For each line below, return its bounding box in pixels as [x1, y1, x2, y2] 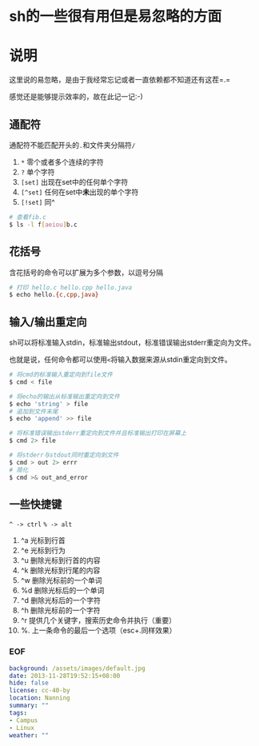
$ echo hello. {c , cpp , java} [9, 291, 99, 299]
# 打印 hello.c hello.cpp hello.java [9, 283, 133, 292]
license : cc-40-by [9, 687, 70, 695]
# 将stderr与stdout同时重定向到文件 [9, 451, 119, 460]
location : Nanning [9, 694, 70, 702]
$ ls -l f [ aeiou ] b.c [9, 221, 78, 229]
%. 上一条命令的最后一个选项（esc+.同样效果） [20, 625, 177, 636]
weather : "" [9, 731, 49, 740]
